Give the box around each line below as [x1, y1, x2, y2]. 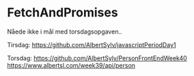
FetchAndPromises [7, 5, 118, 21]
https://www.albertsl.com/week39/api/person [7, 61, 135, 69]
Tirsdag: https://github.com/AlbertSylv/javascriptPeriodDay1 [7, 40, 176, 49]
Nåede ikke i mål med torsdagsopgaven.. [7, 27, 122, 36]
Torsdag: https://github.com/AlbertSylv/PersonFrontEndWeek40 [7, 53, 188, 62]
